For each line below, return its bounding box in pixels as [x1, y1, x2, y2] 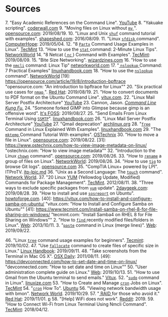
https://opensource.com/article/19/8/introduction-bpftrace [5, 78, 126, 84]
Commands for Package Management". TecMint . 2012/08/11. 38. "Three [5, 179, 154, 186]
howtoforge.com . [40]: [5, 195, 52, 201]
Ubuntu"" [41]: [5, 206, 35, 212]
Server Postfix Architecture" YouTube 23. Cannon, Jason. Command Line [5, 99, 156, 105]
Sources [5, 3, 41, 15]
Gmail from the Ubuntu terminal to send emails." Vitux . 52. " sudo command [5, 274, 159, 280]
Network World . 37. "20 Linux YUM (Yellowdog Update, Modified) [5, 174, 140, 180]
